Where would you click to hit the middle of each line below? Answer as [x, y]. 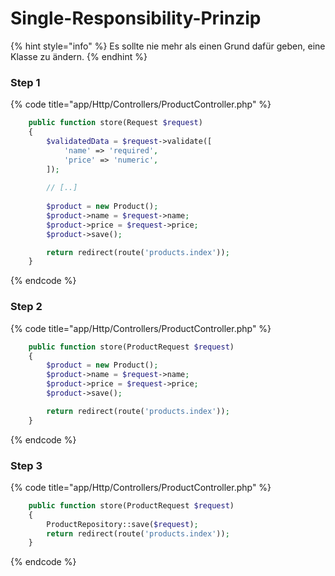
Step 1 [25, 82]
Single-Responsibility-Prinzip [136, 18]
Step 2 [26, 307]
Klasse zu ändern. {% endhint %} [79, 56]
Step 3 [26, 465]
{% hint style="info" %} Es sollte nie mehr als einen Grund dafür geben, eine [168, 46]
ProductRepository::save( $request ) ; [122, 524]
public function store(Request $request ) [115, 123]
